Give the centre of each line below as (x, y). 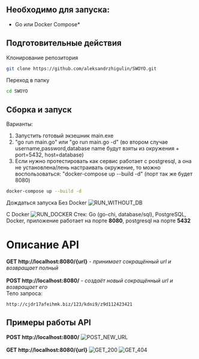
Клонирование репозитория (42, 58)
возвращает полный (32, 268)
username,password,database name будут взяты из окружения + (97, 149)
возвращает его (27, 287)
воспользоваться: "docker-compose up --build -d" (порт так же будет (104, 174)
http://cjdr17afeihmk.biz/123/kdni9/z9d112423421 (70, 304)
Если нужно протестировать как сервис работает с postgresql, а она (103, 161)
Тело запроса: (25, 293)
